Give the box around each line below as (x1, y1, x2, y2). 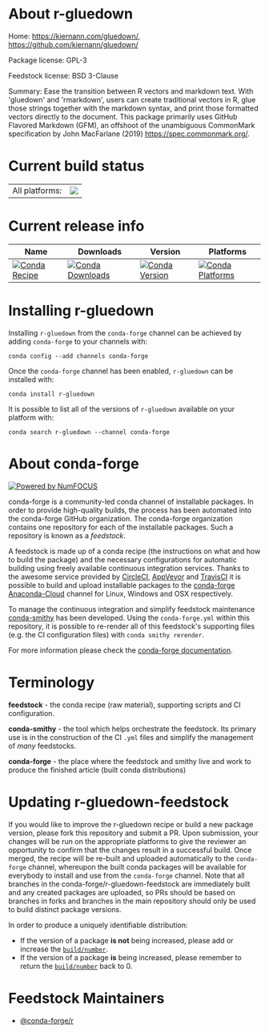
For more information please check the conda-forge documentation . (8, 645, 234, 655)
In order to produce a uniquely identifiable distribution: (8, 920, 188, 930)
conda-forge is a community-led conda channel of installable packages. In (8, 496, 254, 506)
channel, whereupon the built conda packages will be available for (27, 862, 247, 871)
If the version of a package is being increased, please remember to (19, 952, 242, 962)
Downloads (77, 246, 122, 257)
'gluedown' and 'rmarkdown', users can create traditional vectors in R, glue (8, 94, 256, 104)
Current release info (8, 217, 145, 235)
